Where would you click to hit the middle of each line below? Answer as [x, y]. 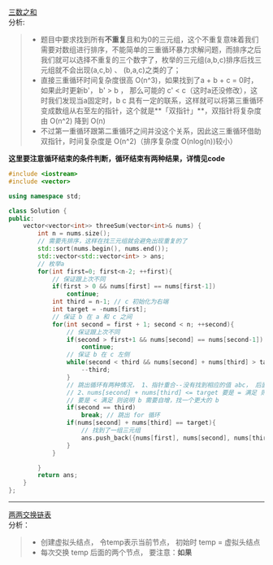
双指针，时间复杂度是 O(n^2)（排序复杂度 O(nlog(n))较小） [139, 141]
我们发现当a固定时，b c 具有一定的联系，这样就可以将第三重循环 [156, 101]
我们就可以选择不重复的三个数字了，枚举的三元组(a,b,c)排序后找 [147, 60]
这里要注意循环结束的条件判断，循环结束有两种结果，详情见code [117, 158]
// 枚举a [51, 264]
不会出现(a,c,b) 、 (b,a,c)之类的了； [121, 70]
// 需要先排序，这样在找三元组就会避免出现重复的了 [113, 241]
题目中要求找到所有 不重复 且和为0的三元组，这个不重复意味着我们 [149, 39]
